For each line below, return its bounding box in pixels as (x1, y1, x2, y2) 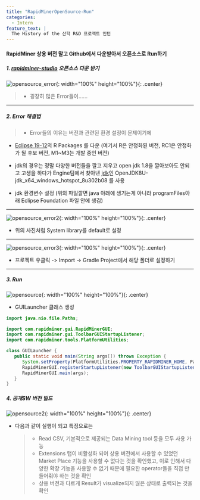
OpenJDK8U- (115, 169, 149, 176)
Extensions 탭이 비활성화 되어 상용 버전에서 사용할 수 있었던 (38, 450, 179, 457)
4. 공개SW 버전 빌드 (6, 395, 53, 402)
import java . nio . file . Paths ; (6, 315, 79, 321)
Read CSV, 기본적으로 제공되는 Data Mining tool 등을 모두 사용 (38, 435, 186, 442)
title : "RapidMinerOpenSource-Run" (6, 8, 95, 15)
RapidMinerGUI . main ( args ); (21, 370, 89, 376)
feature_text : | (6, 25, 46, 32)
